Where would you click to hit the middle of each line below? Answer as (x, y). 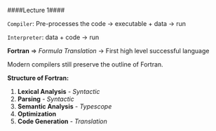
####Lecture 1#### (36, 10)
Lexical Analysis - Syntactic (59, 91)
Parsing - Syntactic (46, 99)
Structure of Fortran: (38, 78)
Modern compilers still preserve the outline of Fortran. (85, 64)
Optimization (37, 114)
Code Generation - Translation (62, 121)
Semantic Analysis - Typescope (65, 106)
